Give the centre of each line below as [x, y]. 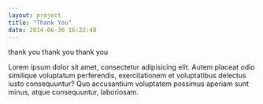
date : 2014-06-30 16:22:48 [52, 30]
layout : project [35, 15]
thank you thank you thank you [58, 52]
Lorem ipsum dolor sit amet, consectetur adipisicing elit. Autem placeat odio [131, 67]
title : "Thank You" [40, 23]
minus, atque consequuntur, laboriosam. [74, 92]
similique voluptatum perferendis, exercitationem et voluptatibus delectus [127, 76]
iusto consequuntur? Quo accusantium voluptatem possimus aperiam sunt [129, 84]
